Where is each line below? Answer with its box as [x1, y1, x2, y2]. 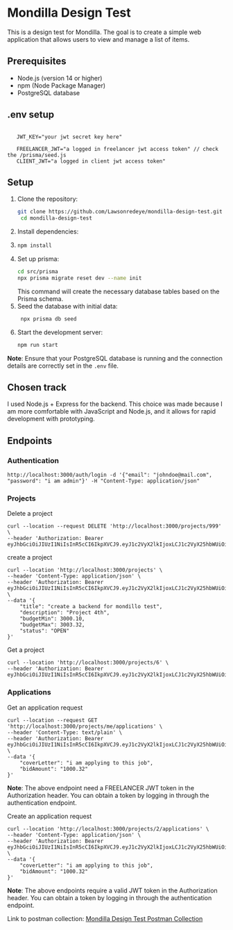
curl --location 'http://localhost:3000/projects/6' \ [7, 659, 169, 667]
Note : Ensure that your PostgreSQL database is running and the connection [7, 354, 223, 362]
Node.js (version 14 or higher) [17, 74, 103, 82]
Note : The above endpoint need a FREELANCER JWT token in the [7, 783, 195, 792]
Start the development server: [17, 328, 103, 336]
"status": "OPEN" [19, 628, 70, 635]
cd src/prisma [17, 268, 58, 275]
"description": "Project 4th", [19, 610, 110, 617]
